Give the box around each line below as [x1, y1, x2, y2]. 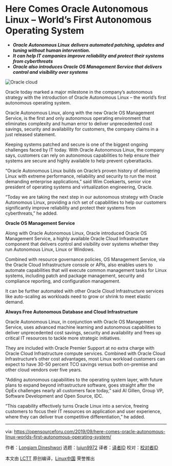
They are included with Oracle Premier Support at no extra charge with [5, 345, 155, 351]
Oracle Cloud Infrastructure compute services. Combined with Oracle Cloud [5, 350, 165, 356]
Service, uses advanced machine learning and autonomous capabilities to [5, 324, 161, 330]
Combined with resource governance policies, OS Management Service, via [5, 256, 165, 262]
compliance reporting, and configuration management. [5, 278, 121, 284]
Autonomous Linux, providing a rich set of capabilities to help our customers [5, 199, 166, 205]
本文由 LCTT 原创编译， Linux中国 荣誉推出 [5, 455, 95, 461]
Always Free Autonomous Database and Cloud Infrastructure [5, 308, 138, 315]
